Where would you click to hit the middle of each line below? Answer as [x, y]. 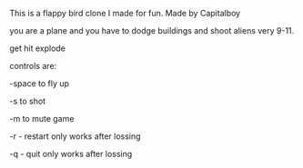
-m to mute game [42, 119]
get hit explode [38, 48]
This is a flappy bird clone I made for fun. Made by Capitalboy [125, 13]
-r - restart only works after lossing [75, 136]
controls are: [33, 66]
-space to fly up [40, 84]
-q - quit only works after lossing [71, 154]
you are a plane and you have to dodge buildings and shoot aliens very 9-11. [152, 30]
